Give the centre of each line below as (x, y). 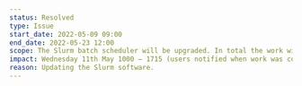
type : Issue (31, 26)
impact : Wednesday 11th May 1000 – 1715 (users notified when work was (146, 59)
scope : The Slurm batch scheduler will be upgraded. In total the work (146, 51)
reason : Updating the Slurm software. (82, 68)
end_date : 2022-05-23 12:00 (62, 43)
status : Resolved (42, 17)
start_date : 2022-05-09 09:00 (66, 34)
